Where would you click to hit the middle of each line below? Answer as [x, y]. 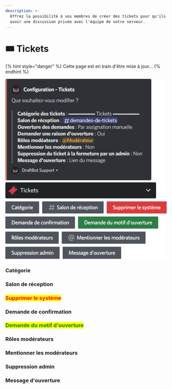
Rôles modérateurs [29, 339]
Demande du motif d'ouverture [45, 325]
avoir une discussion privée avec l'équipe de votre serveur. [78, 22]
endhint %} [17, 72]
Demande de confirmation [38, 312]
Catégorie [18, 270]
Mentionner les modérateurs [42, 353]
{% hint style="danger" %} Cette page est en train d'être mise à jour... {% [83, 66]
